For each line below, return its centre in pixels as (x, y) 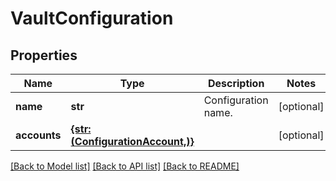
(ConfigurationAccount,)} (132, 141)
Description (236, 83)
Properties (44, 55)
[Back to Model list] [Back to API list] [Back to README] (125, 166)
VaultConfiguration (92, 18)
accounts (38, 135)
